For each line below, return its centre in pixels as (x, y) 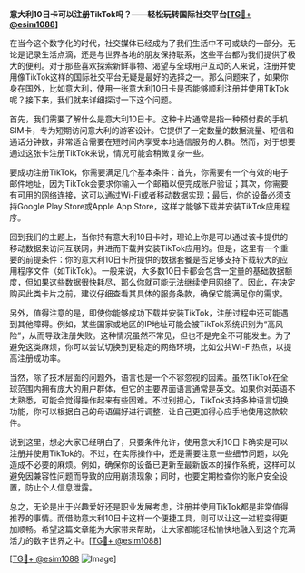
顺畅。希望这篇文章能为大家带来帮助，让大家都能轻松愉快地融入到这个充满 (156, 529)
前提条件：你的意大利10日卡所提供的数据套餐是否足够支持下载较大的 (152, 259)
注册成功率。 (41, 358)
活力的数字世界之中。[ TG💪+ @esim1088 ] (85, 540)
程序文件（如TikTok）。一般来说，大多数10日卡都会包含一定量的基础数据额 (155, 271)
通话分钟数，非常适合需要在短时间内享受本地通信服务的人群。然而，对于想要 (152, 141)
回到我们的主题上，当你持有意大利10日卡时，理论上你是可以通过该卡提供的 (149, 237)
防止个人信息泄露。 (61, 487)
